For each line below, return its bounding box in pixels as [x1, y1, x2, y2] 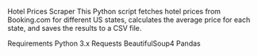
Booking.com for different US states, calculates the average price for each [7, 15, 251, 24]
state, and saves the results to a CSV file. [7, 24, 142, 32]
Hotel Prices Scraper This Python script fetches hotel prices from [7, 7, 221, 16]
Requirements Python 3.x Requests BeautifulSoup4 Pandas [7, 39, 201, 48]
